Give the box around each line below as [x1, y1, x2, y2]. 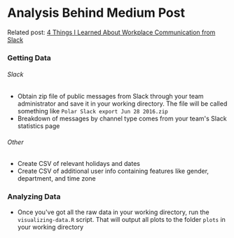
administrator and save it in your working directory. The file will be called [17, 99, 228, 108]
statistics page [17, 122, 60, 130]
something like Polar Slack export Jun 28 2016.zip [17, 107, 168, 115]
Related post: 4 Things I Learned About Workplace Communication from [7, 28, 216, 36]
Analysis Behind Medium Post [7, 5, 186, 21]
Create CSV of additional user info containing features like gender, [17, 167, 209, 176]
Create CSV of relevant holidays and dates [17, 160, 140, 168]
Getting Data [7, 52, 51, 62]
